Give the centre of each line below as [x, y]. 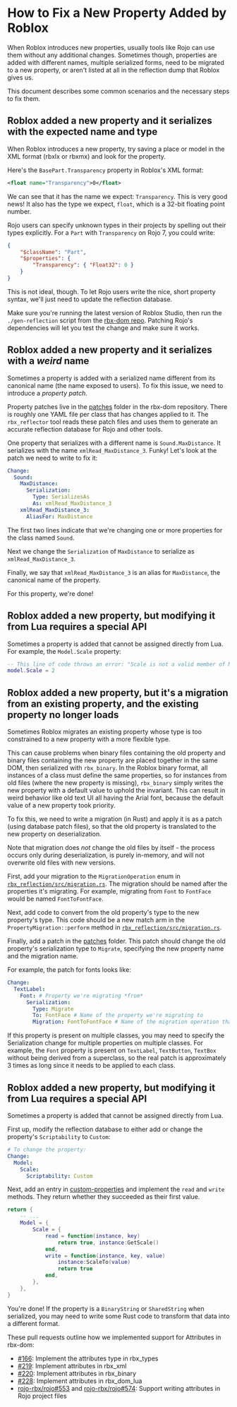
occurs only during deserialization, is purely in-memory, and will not [106, 855]
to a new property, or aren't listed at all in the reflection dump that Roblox [114, 70]
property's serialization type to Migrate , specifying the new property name [116, 949]
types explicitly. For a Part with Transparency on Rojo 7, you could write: [111, 232]
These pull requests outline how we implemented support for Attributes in [114, 1337]
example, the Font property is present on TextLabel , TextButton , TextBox [112, 1050]
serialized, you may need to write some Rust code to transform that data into [119, 1316]
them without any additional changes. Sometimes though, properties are [112, 55]
